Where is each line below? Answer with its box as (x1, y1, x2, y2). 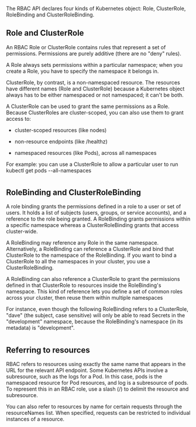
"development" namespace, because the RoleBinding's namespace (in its (6, 318, 183, 325)
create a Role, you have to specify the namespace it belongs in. (6, 67, 159, 74)
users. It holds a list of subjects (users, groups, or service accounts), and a (6, 209, 187, 216)
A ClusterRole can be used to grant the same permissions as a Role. (6, 103, 170, 110)
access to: (6, 115, 31, 122)
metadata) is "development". (6, 324, 75, 331)
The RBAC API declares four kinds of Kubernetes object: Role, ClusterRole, (6, 5, 186, 12)
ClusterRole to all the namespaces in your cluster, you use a (6, 258, 150, 265)
